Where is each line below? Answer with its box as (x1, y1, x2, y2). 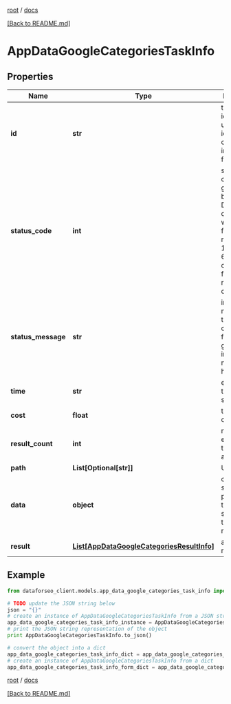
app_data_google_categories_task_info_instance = (7, 619, 153, 626)
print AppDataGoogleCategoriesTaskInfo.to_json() (7, 632, 153, 639)
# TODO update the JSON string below (7, 600, 115, 607)
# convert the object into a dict (7, 644, 107, 651)
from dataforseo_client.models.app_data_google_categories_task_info (7, 587, 211, 594)
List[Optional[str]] (72, 463, 133, 472)
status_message (10, 332, 67, 341)
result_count (10, 439, 53, 448)
